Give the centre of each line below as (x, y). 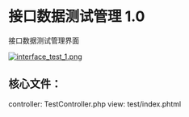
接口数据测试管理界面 (44, 40)
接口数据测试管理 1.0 (77, 17)
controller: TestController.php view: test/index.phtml (95, 104)
